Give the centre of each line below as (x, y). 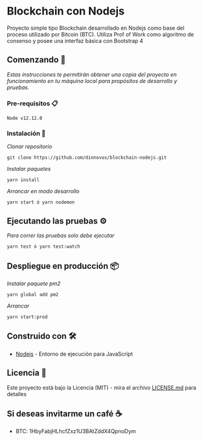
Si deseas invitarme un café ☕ (65, 413)
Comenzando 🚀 (36, 60)
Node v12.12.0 (25, 118)
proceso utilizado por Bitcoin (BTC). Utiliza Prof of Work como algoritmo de (100, 34)
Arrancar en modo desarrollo (43, 191)
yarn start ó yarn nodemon (41, 202)
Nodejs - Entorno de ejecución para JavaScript (74, 354)
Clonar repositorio (30, 147)
